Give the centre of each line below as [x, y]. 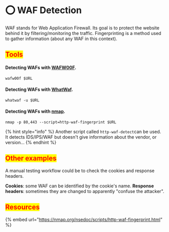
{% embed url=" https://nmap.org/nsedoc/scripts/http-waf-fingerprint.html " [84, 219]
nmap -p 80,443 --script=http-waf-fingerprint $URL [61, 122]
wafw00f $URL [19, 78]
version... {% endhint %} [31, 142]
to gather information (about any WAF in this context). [61, 39]
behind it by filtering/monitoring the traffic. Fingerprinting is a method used [83, 33]
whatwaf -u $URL [22, 100]
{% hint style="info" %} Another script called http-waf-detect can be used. [83, 131]
